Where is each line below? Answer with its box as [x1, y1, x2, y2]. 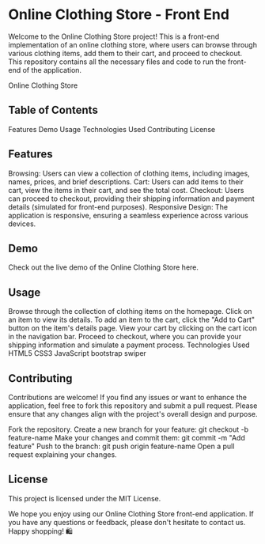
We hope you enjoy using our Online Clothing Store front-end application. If [8, 508, 255, 519]
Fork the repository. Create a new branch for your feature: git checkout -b [8, 425, 249, 434]
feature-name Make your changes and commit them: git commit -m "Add [8, 433, 245, 442]
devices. [8, 219, 36, 229]
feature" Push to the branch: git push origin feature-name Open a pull [8, 441, 235, 451]
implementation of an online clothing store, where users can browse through [8, 40, 257, 49]
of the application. [22, 65, 81, 74]
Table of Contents [8, 104, 99, 117]
